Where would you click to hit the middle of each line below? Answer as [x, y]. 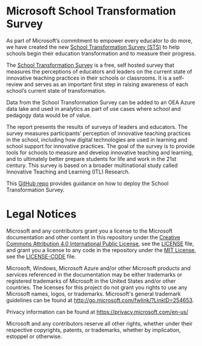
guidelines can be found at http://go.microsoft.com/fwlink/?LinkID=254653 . [100, 300]
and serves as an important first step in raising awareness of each [106, 84]
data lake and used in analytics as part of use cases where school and [93, 109]
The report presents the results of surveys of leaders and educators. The [97, 127]
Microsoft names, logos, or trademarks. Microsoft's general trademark [93, 294]
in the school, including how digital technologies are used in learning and [97, 139]
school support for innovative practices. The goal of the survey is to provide [100, 146]
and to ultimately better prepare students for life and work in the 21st [91, 159]
